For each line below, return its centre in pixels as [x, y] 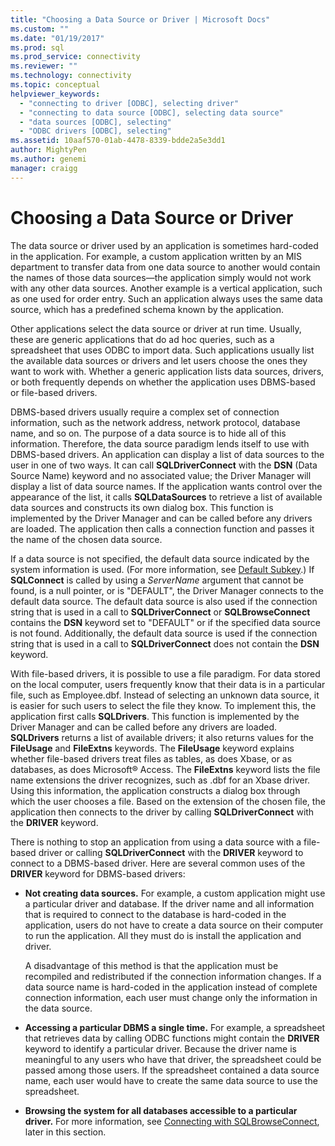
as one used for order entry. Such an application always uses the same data [166, 298]
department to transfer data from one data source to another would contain [165, 267]
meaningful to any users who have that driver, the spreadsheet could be [173, 1059]
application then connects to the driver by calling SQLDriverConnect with [162, 812]
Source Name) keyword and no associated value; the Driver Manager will [161, 475]
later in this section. [65, 1132]
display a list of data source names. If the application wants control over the [166, 486]
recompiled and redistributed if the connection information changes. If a [173, 976]
